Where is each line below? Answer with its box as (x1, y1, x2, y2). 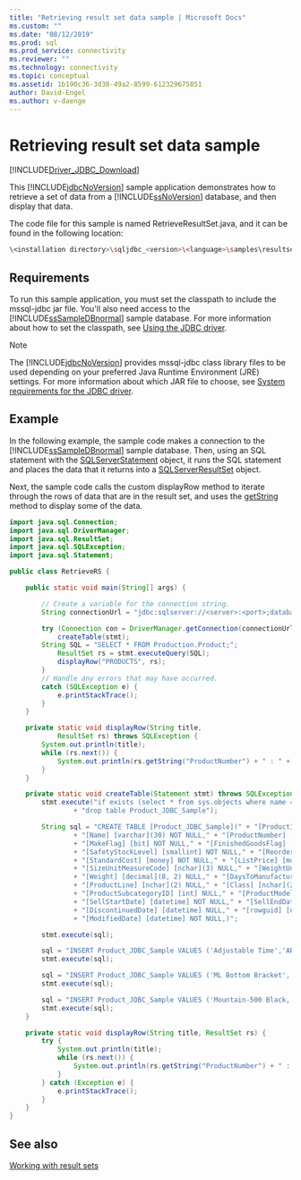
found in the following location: (9, 228, 124, 238)
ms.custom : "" (9, 22, 63, 30)
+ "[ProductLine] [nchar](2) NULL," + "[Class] (73, 881, 254, 890)
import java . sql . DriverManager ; (9, 526, 130, 535)
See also (9, 1136, 58, 1151)
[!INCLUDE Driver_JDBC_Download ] (9, 165, 141, 176)
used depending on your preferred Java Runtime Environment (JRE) (9, 366, 260, 377)
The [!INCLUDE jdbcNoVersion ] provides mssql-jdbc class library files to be (9, 357, 287, 367)
